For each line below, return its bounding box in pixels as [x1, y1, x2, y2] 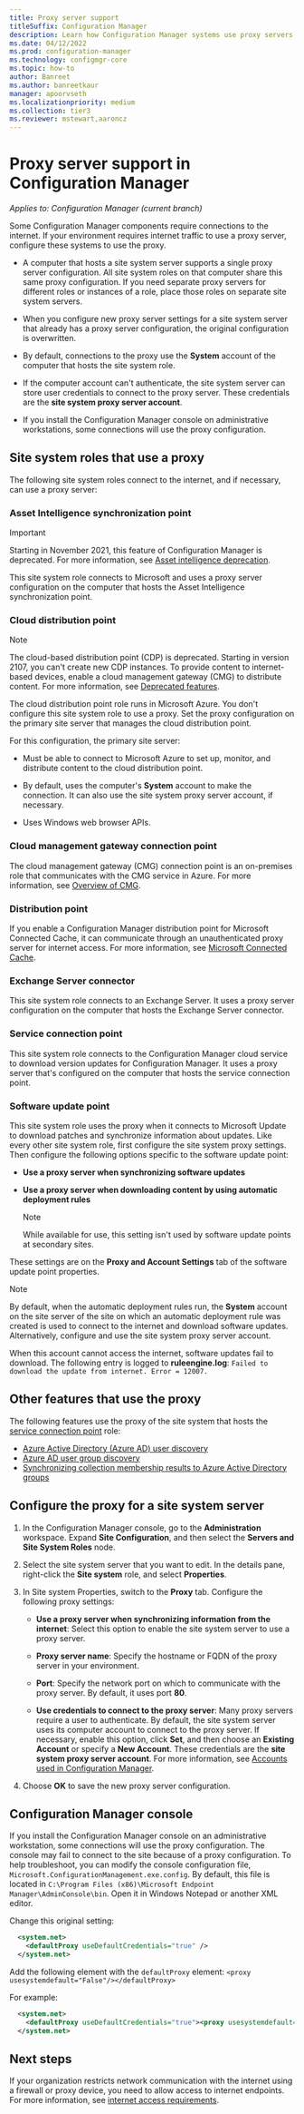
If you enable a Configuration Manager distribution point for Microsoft [9, 923, 270, 935]
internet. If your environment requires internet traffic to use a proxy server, [9, 230, 287, 241]
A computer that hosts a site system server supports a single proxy [22, 258, 273, 269]
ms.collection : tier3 [9, 106, 91, 115]
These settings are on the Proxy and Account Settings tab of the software [9, 1256, 288, 1267]
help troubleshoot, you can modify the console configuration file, [9, 1859, 252, 1870]
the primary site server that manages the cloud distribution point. [9, 718, 252, 729]
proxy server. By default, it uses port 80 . [35, 1687, 187, 1698]
